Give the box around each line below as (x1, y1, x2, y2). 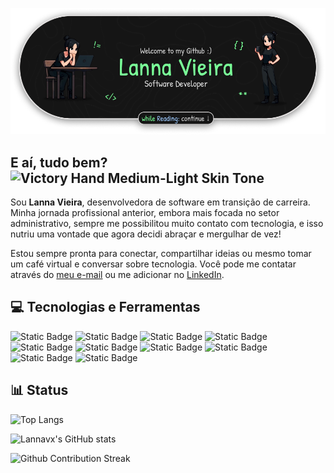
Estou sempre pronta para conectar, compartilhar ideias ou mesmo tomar (10, 248, 312, 260)
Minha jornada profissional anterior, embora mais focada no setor (10, 207, 280, 219)
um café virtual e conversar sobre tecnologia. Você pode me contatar (10, 258, 297, 270)
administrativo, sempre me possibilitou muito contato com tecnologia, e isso (10, 218, 324, 230)
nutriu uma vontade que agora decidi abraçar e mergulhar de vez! (10, 228, 282, 240)
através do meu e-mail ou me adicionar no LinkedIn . (10, 269, 225, 281)
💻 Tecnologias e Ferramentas (10, 299, 201, 316)
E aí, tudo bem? (10, 154, 108, 171)
